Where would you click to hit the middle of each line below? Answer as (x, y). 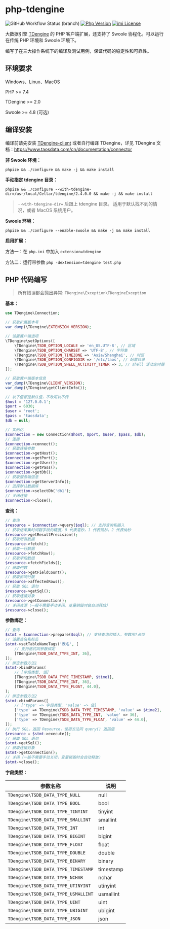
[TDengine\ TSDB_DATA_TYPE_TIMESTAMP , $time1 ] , (64, 677)
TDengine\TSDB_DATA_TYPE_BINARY (47, 861)
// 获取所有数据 (20, 539)
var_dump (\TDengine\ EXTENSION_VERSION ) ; (49, 327)
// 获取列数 (16, 567)
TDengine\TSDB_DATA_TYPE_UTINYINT (49, 886)
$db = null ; (18, 421)
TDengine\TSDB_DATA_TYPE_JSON (44, 919)
